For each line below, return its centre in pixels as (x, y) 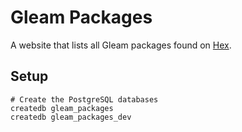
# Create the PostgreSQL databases (84, 99)
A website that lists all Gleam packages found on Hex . (121, 45)
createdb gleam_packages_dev (71, 117)
